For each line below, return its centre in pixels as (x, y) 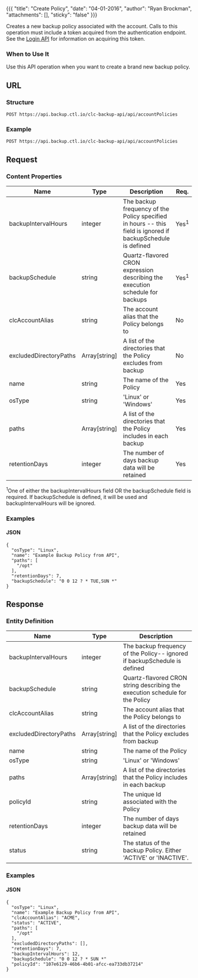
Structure (20, 102)
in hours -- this (145, 224)
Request (22, 160)
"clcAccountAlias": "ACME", (46, 918)
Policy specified (145, 216)
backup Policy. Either (152, 851)
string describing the (152, 685)
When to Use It (28, 54)
